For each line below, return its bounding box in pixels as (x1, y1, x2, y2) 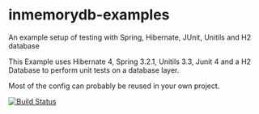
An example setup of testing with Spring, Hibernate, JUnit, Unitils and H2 (8, 32, 252, 42)
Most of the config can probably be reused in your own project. (8, 81, 220, 91)
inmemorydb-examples (8, 6, 170, 24)
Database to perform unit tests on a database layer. (8, 65, 180, 74)
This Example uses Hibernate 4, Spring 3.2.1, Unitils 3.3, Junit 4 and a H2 (8, 57, 252, 66)
